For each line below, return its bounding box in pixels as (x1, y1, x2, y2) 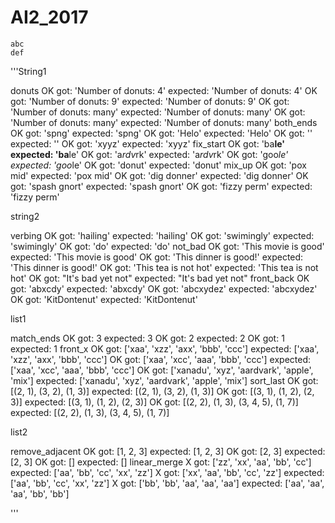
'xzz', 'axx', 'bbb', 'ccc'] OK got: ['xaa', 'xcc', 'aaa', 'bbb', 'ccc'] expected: (10, 353, 312, 365)
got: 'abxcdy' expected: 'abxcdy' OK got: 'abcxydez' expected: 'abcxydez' (10, 282, 318, 295)
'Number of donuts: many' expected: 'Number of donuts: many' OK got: (10, 106, 306, 118)
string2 (10, 210, 40, 222)
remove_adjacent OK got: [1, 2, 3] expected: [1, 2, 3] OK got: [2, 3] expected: (10, 445, 326, 457)
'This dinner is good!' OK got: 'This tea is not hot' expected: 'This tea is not (10, 261, 319, 273)
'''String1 (10, 65, 47, 77)
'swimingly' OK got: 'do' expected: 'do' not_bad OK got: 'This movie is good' (10, 240, 325, 252)
